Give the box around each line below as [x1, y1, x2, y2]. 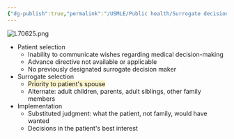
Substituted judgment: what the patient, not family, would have [27, 109, 208, 117]
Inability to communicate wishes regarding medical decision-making [27, 50, 224, 58]
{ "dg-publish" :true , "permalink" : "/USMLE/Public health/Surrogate [7, 10, 201, 17]
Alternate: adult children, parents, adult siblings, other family [27, 87, 202, 95]
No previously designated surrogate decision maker [27, 65, 176, 73]
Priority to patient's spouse [27, 79, 106, 88]
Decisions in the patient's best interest [27, 124, 138, 132]
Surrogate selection [17, 72, 75, 81]
